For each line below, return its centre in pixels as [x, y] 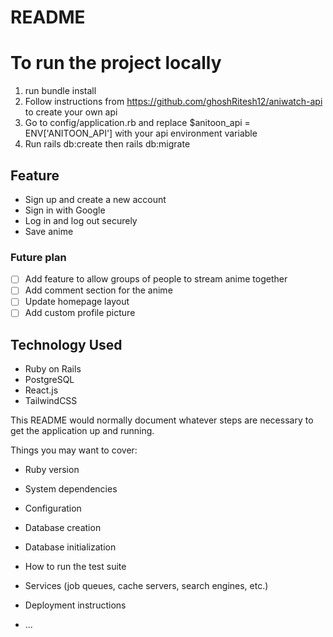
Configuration [53, 508]
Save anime [49, 231]
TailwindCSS [51, 401]
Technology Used [66, 344]
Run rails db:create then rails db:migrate [107, 144]
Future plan [38, 257]
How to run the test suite [75, 567]
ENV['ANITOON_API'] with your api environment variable [141, 133]
